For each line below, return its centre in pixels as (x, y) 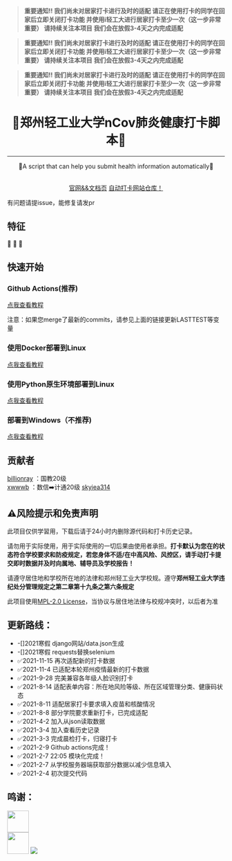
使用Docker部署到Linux (47, 348)
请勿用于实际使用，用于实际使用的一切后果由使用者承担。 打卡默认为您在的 (113, 546)
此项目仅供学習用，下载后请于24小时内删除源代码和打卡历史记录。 (102, 531)
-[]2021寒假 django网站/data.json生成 (70, 643)
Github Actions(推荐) (42, 289)
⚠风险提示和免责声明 (53, 513)
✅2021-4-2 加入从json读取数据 (61, 721)
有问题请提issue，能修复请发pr (51, 202)
